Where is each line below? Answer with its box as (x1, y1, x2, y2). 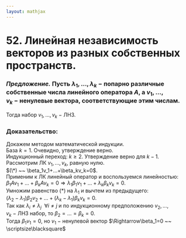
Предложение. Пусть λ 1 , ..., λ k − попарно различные (6, 80, 165, 89)
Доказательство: (6, 127, 58, 135)
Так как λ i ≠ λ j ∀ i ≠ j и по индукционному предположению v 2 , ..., (6, 202, 169, 210)
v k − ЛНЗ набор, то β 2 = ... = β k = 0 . (6, 209, 95, 218)
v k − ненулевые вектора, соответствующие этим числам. (6, 97, 180, 106)
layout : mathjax (6, 8, 46, 15)
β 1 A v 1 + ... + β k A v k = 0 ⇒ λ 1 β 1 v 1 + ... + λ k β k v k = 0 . (6, 179, 126, 188)
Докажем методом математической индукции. (6, 141, 125, 147)
